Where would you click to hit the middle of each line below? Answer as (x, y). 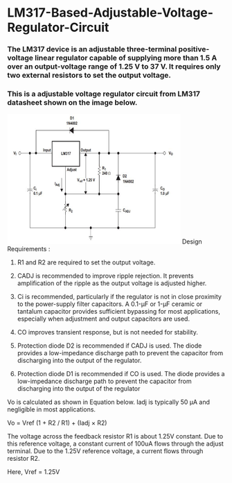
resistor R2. (24, 459)
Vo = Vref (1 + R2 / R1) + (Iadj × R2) (57, 423)
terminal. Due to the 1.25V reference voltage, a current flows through (105, 451)
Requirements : (29, 249)
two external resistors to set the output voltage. (89, 76)
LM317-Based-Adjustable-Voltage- (110, 13)
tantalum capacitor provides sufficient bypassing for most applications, (118, 312)
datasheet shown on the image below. (72, 103)
